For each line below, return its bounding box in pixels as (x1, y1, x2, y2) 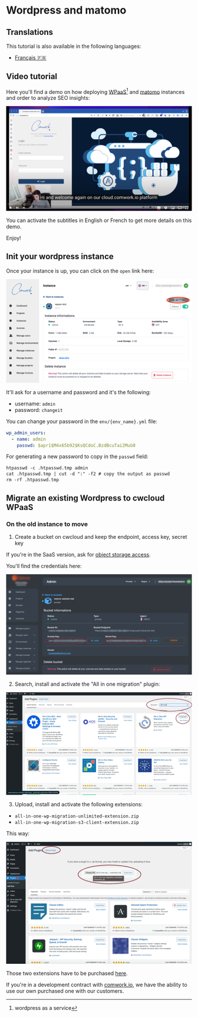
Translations (6, 27, 54, 37)
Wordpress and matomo (6, 4, 127, 17)
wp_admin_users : (6, 430, 46, 436)
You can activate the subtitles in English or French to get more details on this (6, 217, 192, 224)
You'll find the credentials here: (6, 563, 82, 570)
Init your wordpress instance (6, 251, 114, 261)
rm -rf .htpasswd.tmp (6, 477, 60, 483)
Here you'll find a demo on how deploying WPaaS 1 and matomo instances (6, 87, 185, 95)
